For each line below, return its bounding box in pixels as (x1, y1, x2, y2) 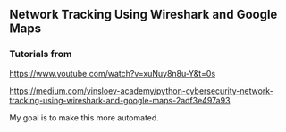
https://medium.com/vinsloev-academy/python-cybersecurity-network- (9, 85, 274, 96)
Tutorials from (9, 48, 72, 61)
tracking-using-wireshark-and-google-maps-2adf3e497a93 (9, 95, 231, 105)
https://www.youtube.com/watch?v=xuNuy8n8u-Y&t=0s (9, 68, 216, 78)
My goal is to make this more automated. (9, 111, 159, 123)
